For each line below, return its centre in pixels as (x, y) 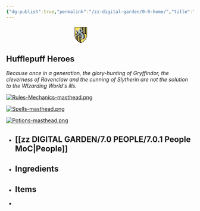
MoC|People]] (41, 149)
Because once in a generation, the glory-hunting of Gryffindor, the (88, 73)
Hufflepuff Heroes (40, 59)
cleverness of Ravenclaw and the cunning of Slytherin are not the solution (97, 80)
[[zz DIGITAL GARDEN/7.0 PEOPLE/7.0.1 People (103, 139)
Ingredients (37, 169)
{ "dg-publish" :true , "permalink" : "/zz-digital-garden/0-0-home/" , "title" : (100, 12)
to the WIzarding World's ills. (42, 86)
